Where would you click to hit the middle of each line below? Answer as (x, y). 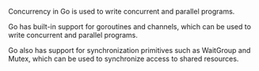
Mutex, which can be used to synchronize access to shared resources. (124, 59)
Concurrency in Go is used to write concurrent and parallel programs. (122, 11)
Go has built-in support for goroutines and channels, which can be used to (130, 26)
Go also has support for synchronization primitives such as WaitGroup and (129, 50)
